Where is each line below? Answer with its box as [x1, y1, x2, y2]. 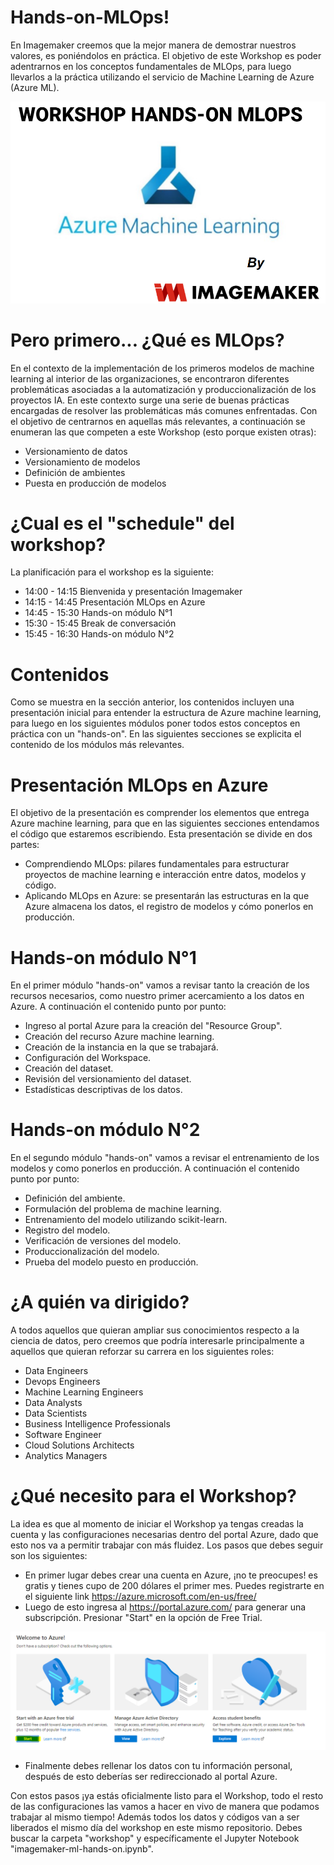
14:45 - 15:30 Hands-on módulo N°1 [24, 607, 173, 619]
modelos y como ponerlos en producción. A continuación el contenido [10, 1162, 300, 1175]
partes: [10, 839, 40, 851]
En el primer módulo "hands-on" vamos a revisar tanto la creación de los [10, 979, 310, 991]
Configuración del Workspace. [24, 1052, 152, 1064]
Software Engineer [24, 1429, 102, 1441]
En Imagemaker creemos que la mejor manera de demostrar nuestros [10, 39, 297, 51]
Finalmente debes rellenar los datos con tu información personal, [24, 1760, 293, 1772]
